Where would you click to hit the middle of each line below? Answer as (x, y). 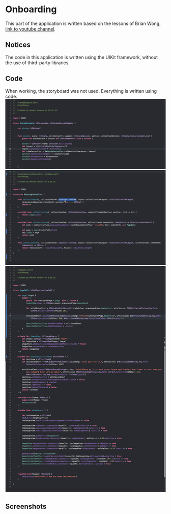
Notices (18, 45)
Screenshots (26, 506)
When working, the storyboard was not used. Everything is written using (81, 91)
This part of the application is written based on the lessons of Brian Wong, (83, 23)
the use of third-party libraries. (38, 63)
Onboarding (31, 9)
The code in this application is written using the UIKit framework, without (82, 57)
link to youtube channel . (31, 29)
